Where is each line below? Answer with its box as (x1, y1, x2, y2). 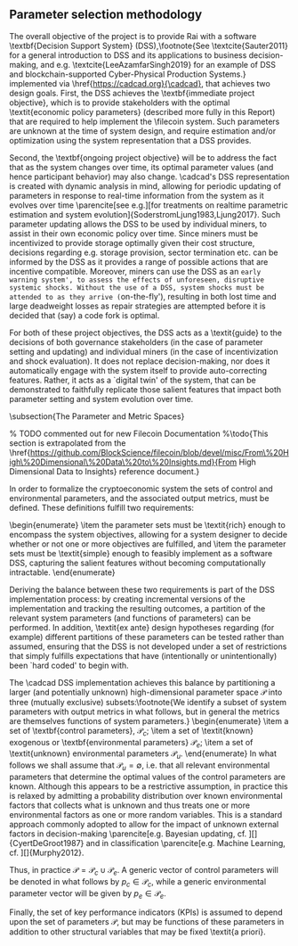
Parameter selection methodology (9, 7, 203, 22)
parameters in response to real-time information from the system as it (9, 190, 264, 201)
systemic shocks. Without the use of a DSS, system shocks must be (9, 283, 265, 292)
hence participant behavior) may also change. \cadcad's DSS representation (9, 171, 290, 182)
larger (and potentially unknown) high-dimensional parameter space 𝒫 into (9, 687, 283, 697)
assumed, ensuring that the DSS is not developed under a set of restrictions (9, 641, 287, 652)
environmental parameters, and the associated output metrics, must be (9, 492, 270, 503)
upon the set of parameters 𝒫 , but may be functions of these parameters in (9, 917, 285, 927)
